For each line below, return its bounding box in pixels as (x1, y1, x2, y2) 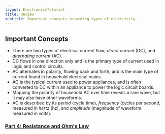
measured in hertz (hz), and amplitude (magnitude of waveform (12, 105, 142, 111)
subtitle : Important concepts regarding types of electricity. (5, 16, 138, 21)
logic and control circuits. (12, 64, 64, 69)
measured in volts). (12, 110, 52, 116)
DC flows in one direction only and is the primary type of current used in (12, 58, 159, 64)
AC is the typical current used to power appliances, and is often (12, 79, 141, 85)
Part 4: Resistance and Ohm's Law (5, 123, 89, 130)
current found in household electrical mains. (12, 74, 102, 80)
